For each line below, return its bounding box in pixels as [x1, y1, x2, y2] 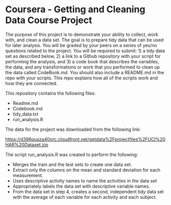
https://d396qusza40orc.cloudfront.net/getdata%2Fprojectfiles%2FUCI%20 [5, 136, 166, 142]
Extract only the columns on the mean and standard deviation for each [12, 167, 161, 173]
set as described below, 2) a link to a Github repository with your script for [5, 53, 161, 59]
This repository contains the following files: [5, 90, 96, 96]
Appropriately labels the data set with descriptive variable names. [12, 183, 150, 189]
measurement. [12, 172, 43, 178]
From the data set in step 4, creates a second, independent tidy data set [12, 188, 164, 195]
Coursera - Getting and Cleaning [5, 4, 146, 15]
